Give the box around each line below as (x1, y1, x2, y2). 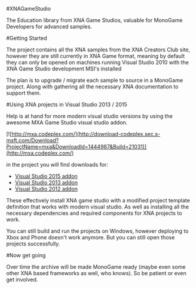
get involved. (6, 276, 38, 283)
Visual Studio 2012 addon (14, 185, 78, 192)
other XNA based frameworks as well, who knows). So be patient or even (6, 270, 186, 276)
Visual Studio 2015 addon (14, 173, 78, 180)
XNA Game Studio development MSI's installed (6, 65, 122, 72)
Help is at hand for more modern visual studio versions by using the (6, 113, 173, 119)
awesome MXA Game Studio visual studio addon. (6, 119, 128, 126)
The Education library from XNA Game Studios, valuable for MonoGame (6, 17, 183, 23)
